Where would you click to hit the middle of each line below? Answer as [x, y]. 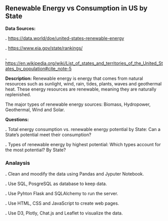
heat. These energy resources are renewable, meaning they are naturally [81, 89]
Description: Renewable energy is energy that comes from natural [74, 78]
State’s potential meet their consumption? [48, 135]
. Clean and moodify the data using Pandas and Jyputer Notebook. [75, 174]
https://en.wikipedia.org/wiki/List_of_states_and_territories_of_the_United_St [84, 63]
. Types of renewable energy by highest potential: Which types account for [83, 144]
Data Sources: [20, 28]
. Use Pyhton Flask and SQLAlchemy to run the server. [62, 194]
